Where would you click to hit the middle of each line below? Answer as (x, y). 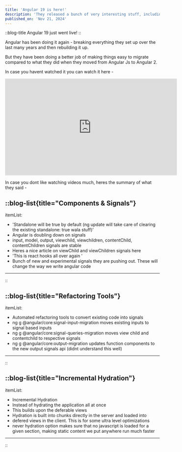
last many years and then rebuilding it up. (47, 48)
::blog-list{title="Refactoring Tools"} (63, 296)
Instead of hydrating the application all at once (59, 405)
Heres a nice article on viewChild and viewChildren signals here (77, 251)
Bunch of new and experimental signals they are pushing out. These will (85, 261)
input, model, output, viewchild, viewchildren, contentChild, (72, 240)
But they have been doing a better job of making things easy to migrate (77, 57)
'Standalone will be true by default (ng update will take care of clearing (84, 225)
